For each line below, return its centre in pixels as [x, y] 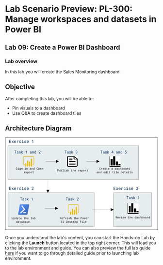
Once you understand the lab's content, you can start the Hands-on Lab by [80, 238]
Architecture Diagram [38, 129]
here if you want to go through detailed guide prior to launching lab [72, 253]
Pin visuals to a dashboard [39, 108]
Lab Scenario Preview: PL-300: [69, 9]
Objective [20, 87]
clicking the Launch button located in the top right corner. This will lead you [81, 243]
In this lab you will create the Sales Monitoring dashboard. [63, 72]
